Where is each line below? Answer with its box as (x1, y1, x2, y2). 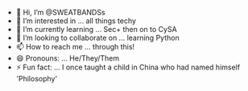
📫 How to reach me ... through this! (15, 42, 135, 51)
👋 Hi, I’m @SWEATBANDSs (15, 8, 106, 17)
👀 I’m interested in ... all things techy (15, 16, 137, 26)
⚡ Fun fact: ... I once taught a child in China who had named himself (15, 62, 240, 72)
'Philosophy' (15, 74, 58, 83)
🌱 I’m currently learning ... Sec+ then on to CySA (15, 25, 177, 34)
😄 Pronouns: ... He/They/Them (15, 53, 119, 63)
